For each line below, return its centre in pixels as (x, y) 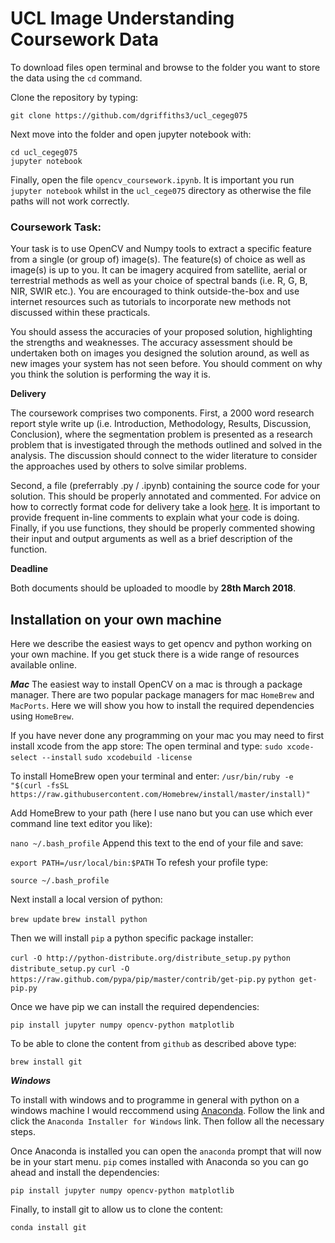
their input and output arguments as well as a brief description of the (151, 539)
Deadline (29, 569)
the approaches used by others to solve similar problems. (129, 466)
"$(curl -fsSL (40, 786)
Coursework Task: (56, 227)
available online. (43, 665)
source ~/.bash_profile (60, 881)
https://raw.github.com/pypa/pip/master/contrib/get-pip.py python (152, 980)
